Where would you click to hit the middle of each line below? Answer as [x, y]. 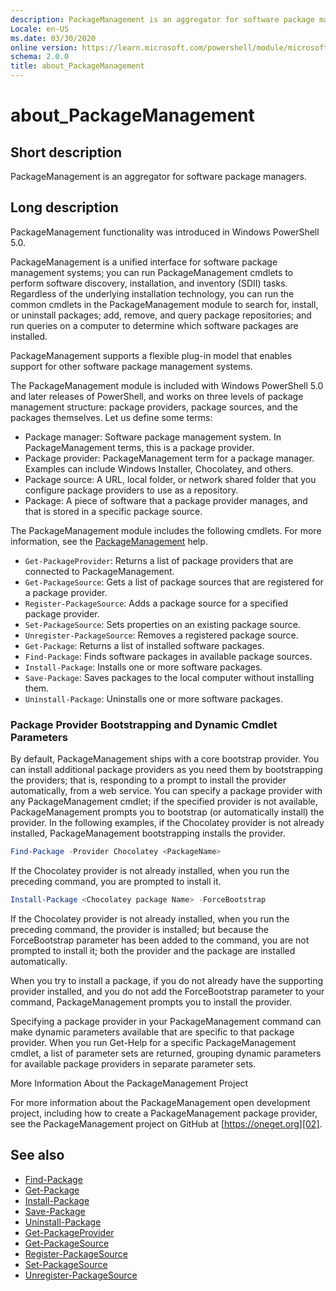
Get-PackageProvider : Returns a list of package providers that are [159, 560]
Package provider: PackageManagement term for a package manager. [169, 458]
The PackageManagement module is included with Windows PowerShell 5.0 [167, 385]
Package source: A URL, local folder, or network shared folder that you [170, 479]
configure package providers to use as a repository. [131, 490]
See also [37, 1155]
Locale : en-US [40, 29]
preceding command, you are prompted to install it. [116, 881]
